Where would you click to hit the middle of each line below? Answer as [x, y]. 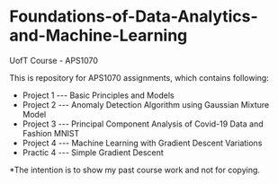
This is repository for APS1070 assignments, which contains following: [139, 77]
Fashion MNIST [51, 133]
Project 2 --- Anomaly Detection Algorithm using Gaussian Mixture [146, 104]
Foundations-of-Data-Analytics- [134, 17]
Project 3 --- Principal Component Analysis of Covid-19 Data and [143, 124]
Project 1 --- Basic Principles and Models [98, 95]
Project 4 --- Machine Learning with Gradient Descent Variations [142, 143]
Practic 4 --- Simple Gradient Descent [93, 152]
